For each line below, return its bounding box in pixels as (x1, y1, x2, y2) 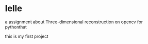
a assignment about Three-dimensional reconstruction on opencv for (5, 19, 143, 25)
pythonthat (5, 24, 27, 29)
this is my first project (5, 33, 49, 39)
